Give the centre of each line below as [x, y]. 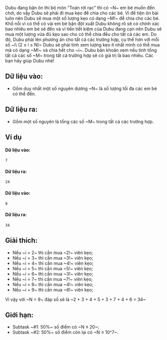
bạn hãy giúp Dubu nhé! [30, 61]
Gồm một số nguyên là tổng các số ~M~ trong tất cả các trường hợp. [83, 121]
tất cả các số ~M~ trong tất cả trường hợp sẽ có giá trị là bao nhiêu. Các [79, 55]
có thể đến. [24, 94]
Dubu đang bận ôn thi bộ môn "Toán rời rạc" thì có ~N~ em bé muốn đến [80, 8]
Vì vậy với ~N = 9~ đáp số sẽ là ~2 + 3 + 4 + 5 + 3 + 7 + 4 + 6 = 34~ [76, 299]
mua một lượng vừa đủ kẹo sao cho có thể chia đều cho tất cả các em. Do [81, 34]
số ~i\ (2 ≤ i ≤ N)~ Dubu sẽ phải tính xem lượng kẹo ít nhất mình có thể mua [83, 45]
